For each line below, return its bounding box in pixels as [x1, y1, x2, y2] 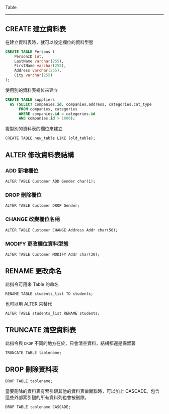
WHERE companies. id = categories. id [18, 111, 96, 116]
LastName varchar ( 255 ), [14, 58, 64, 64]
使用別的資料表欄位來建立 [5, 87, 58, 93]
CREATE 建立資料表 [5, 25, 66, 33]
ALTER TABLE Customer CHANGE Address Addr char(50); [5, 227, 118, 232]
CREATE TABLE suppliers [5, 97, 55, 102]
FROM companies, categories [18, 106, 78, 111]
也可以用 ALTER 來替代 [5, 301, 52, 307]
